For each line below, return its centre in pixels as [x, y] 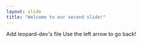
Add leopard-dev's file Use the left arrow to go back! [71, 34]
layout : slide [24, 11]
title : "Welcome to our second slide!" [56, 17]
